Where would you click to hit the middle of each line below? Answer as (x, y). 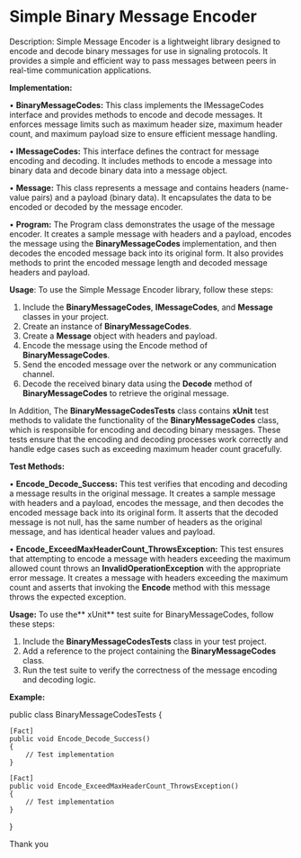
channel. (39, 374)
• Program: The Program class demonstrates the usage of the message (142, 224)
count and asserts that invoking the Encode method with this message (140, 587)
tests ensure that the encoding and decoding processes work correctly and (149, 439)
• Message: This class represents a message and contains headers (135, 187)
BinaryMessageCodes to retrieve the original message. (125, 393)
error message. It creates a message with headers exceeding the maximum (149, 577)
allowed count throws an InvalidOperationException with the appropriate (145, 568)
